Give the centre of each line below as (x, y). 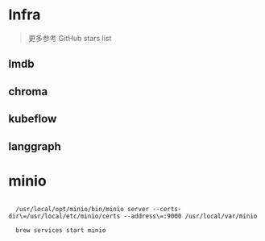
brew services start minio (61, 231)
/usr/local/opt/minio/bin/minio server (83, 210)
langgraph (35, 146)
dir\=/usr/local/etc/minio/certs (64, 216)
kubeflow (33, 119)
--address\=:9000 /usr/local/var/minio (190, 216)
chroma (28, 91)
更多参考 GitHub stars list (70, 38)
